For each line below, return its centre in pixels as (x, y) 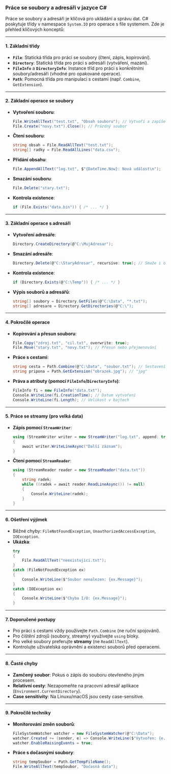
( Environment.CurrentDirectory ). (47, 691)
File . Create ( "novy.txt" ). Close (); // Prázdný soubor (70, 126)
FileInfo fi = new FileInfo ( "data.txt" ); (57, 391)
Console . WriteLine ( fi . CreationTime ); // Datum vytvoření (74, 395)
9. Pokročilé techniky (28, 713)
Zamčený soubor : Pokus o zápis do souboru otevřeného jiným (78, 675)
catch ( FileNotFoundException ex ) (49, 570)
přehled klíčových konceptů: (35, 30)
